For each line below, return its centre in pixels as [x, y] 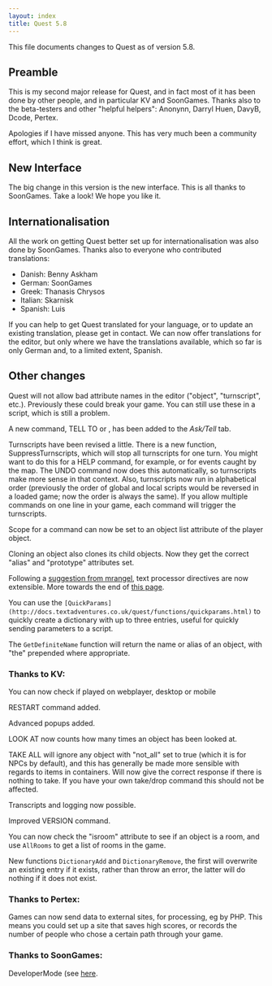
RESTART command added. [55, 708]
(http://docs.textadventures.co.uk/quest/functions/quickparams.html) [130, 612]
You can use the [36, 602]
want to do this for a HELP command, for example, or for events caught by [133, 461]
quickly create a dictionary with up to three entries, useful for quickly [124, 620]
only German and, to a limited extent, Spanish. [86, 350]
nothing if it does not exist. [53, 879]
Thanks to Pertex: [44, 899]
